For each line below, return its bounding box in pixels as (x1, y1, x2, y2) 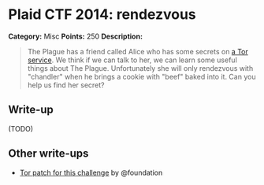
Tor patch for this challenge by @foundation (19, 168, 163, 177)
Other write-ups (8, 147, 89, 161)
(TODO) (8, 124, 34, 133)
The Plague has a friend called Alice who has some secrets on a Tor (27, 46, 248, 56)
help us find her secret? (27, 80, 105, 90)
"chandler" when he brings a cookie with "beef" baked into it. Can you (27, 72, 256, 81)
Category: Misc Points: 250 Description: (8, 31, 143, 41)
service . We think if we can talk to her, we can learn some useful (27, 55, 238, 65)
